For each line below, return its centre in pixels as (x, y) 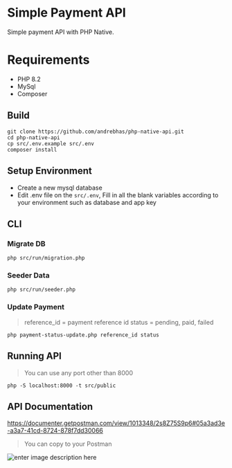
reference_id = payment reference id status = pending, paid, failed (119, 322)
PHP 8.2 (29, 79)
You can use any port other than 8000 (79, 372)
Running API (35, 356)
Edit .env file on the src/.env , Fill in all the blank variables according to (118, 195)
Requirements (48, 60)
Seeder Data (28, 276)
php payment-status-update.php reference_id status (83, 335)
